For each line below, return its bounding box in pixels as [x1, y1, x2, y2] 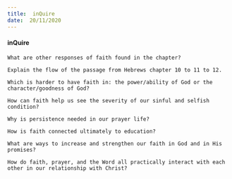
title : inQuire [7, 10, 55, 18]
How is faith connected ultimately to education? [7, 128, 157, 135]
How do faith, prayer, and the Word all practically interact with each [7, 159, 226, 166]
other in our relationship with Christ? [7, 164, 128, 172]
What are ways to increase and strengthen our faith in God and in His [7, 140, 222, 147]
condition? [7, 103, 39, 110]
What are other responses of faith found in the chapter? [7, 54, 181, 61]
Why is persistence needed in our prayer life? [7, 115, 150, 123]
